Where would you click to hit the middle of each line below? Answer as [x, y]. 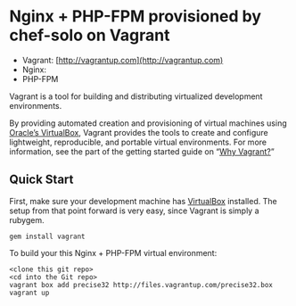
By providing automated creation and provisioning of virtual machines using [148, 123]
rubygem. [27, 219]
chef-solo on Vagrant [90, 35]
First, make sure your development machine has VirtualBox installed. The [144, 201]
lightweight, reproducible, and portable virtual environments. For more [138, 142]
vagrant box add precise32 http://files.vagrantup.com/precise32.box [141, 285]
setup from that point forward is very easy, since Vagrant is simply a [135, 211]
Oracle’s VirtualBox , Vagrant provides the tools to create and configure [139, 132]
